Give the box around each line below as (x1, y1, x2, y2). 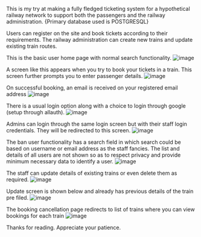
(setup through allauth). (6, 109, 65, 115)
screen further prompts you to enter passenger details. (6, 73, 143, 79)
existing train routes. (6, 42, 57, 50)
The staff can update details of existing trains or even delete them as (6, 169, 177, 177)
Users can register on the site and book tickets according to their (6, 30, 168, 37)
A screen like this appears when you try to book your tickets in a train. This (6, 66, 192, 73)
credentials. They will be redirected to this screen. (6, 127, 131, 134)
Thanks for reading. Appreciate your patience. (6, 224, 121, 231)
